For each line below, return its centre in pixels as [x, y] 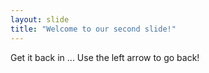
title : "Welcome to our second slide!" [93, 29]
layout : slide [40, 19]
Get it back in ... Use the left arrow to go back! [105, 57]
